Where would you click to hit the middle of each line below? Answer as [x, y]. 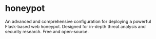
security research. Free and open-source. [47, 31]
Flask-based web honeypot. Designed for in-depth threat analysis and [75, 26]
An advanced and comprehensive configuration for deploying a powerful [78, 21]
